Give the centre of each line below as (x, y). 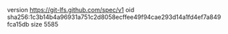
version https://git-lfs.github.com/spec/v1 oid (71, 10)
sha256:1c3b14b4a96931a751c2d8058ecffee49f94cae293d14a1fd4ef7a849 (114, 17)
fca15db (18, 24)
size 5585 (45, 24)
